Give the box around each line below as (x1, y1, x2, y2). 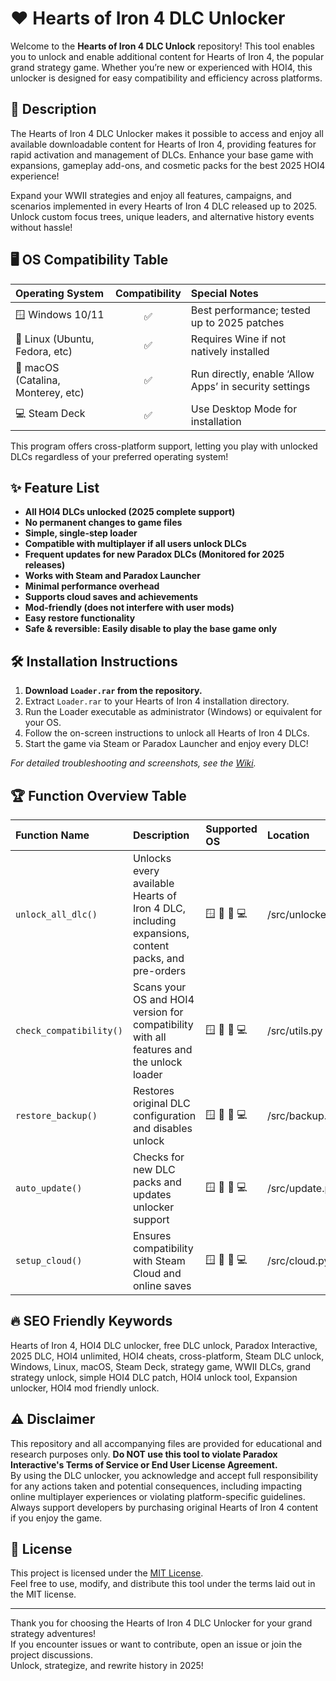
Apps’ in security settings (190, 379, 311, 393)
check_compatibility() (15, 1025, 123, 1036)
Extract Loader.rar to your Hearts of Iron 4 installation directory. (24, 695, 290, 707)
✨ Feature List (10, 479, 100, 496)
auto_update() (15, 1183, 83, 1194)
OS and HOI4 (132, 993, 195, 1006)
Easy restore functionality (24, 612, 136, 624)
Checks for (132, 1150, 185, 1164)
